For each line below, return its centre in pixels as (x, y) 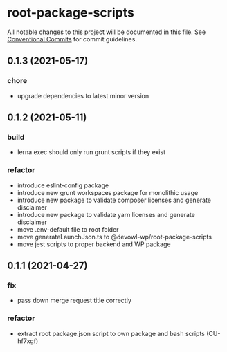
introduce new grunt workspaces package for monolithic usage (108, 192)
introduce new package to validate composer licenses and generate (114, 200)
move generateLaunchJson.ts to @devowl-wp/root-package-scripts (115, 237)
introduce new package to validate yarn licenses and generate (106, 214)
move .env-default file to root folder (68, 229)
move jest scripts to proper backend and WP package (94, 244)
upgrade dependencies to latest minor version (83, 95)
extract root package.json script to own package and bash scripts (111, 333)
